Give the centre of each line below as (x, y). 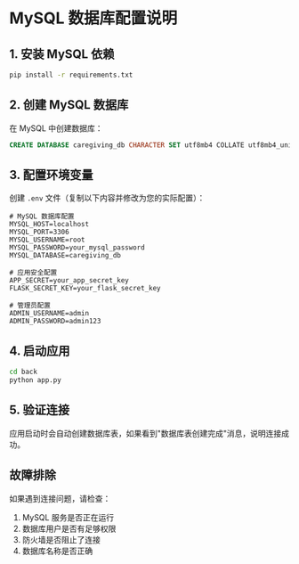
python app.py (36, 380)
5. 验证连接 (39, 410)
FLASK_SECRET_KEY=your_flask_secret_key (85, 289)
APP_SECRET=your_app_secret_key (69, 281)
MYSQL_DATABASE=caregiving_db (65, 256)
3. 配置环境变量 (51, 175)
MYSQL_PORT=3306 (39, 233)
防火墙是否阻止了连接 (61, 539)
